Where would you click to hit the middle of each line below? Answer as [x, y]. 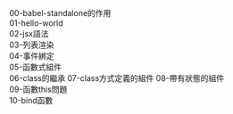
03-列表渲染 [32, 45]
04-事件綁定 [32, 56]
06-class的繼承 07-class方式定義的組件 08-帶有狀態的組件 [117, 78]
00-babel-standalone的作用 [60, 13]
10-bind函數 [31, 100]
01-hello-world [37, 23]
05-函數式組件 [36, 67]
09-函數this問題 [38, 89]
